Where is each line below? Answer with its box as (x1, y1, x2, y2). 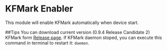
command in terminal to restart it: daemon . (5, 39, 90, 45)
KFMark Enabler (5, 3, 73, 14)
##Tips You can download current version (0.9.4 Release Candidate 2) (5, 29, 151, 35)
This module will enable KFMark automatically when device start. (5, 19, 139, 25)
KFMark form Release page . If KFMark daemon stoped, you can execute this (5, 34, 162, 40)
